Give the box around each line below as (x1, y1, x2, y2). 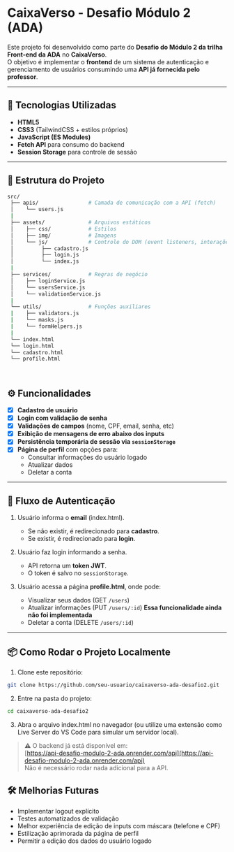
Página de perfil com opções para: (17, 445, 118, 454)
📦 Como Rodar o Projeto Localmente (7, 646, 171, 658)
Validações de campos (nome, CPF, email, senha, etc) (17, 421, 174, 431)
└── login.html (10, 342, 54, 349)
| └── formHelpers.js (10, 323, 82, 330)
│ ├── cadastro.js (10, 245, 89, 252)
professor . (7, 72, 38, 81)
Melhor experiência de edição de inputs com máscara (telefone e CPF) (17, 821, 221, 830)
